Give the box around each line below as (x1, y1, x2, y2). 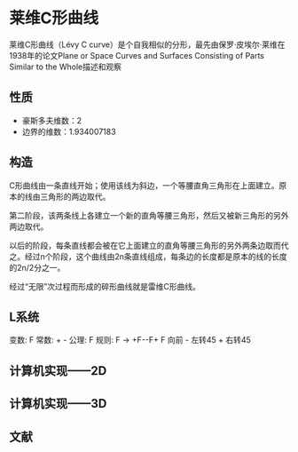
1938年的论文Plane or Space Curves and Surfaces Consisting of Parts (9, 50, 264, 60)
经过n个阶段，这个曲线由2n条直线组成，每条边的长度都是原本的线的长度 (24, 250, 288, 262)
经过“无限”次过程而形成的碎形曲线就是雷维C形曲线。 (9, 281, 201, 291)
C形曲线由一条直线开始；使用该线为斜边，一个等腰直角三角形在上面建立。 (9, 179, 279, 191)
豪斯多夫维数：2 (21, 115, 82, 125)
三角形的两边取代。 (39, 191, 111, 202)
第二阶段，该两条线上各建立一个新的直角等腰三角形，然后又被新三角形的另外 (9, 210, 289, 220)
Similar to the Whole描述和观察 (9, 61, 122, 72)
